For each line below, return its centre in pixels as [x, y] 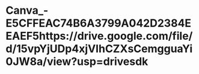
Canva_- [27, 11]
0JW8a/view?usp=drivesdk [77, 62]
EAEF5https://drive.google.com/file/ [99, 36]
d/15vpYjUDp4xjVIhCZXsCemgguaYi [99, 49]
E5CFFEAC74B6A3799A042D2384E [99, 23]
